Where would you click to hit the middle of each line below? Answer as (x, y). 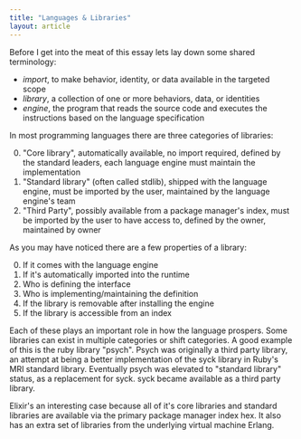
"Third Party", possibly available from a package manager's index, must (156, 210)
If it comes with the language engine (90, 264)
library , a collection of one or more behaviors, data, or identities (141, 98)
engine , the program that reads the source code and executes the (145, 108)
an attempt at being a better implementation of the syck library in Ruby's (144, 359)
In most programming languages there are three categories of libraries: (141, 135)
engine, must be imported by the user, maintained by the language (146, 191)
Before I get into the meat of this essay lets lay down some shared (132, 52)
